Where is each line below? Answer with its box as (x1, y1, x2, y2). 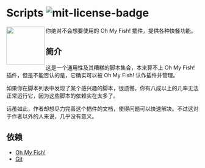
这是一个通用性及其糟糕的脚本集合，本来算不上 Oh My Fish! (45, 64, 195, 71)
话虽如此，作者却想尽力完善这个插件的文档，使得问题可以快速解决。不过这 (6, 105, 193, 112)
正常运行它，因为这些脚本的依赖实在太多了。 (6, 92, 119, 99)
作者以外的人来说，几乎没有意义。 (11, 113, 98, 120)
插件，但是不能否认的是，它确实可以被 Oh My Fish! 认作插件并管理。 (6, 71, 179, 79)
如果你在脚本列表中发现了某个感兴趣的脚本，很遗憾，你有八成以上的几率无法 (6, 84, 199, 91)
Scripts (6, 6, 44, 20)
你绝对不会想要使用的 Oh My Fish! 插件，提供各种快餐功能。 (45, 27, 196, 34)
